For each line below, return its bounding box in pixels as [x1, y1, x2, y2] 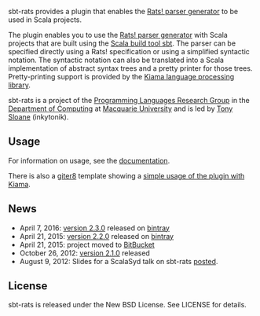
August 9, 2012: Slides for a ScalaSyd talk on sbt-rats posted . [19, 256, 218, 266]
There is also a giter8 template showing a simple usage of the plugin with [8, 171, 245, 180]
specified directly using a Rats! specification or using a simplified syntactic [8, 47, 250, 56]
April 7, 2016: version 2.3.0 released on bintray [19, 223, 170, 233]
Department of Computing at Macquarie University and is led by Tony [8, 104, 233, 113]
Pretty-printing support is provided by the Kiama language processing [8, 72, 235, 81]
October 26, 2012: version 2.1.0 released [19, 248, 151, 258]
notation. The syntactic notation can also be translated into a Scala [8, 55, 224, 64]
